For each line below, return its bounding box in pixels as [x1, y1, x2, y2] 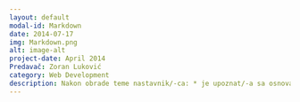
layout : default [9, 12, 70, 22]
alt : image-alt [9, 46, 66, 55]
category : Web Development [9, 71, 110, 80]
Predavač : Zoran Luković [9, 63, 102, 72]
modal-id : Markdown [9, 21, 82, 30]
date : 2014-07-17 [9, 29, 74, 38]
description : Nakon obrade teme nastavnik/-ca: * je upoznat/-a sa [9, 79, 266, 88]
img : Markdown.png [9, 37, 78, 47]
